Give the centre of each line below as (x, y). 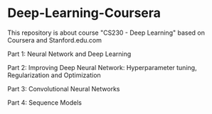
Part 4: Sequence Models (44, 102)
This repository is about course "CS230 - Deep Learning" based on (106, 33)
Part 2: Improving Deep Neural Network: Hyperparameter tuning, (102, 67)
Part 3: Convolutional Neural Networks (64, 89)
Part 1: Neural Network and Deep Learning (69, 54)
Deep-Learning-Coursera (84, 13)
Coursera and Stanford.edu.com (54, 40)
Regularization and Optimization (54, 75)
